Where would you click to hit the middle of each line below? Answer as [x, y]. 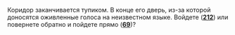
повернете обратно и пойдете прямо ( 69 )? [71, 24]
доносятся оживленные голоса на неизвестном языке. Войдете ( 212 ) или [118, 17]
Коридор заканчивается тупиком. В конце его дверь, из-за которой [109, 10]
